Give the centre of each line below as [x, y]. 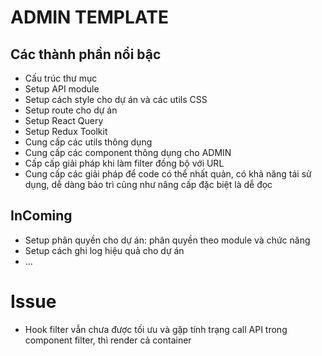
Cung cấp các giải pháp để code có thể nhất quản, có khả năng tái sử [168, 174]
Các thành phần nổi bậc [86, 54]
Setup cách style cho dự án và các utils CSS [116, 99]
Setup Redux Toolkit [66, 131]
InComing [41, 216]
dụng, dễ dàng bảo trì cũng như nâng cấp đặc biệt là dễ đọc [148, 184]
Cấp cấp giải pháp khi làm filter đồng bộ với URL [124, 163]
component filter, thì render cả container [108, 340]
